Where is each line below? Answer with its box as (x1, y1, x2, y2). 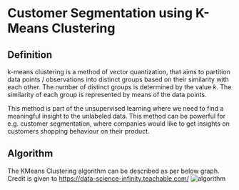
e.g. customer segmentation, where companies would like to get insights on (7, 119, 230, 128)
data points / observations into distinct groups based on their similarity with (7, 75, 230, 84)
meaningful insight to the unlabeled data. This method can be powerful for (7, 112, 226, 120)
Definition (7, 49, 52, 61)
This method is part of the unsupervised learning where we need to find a (7, 104, 224, 112)
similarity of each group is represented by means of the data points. (7, 91, 207, 99)
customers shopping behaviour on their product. (7, 127, 150, 135)
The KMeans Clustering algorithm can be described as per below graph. (7, 166, 220, 175)
